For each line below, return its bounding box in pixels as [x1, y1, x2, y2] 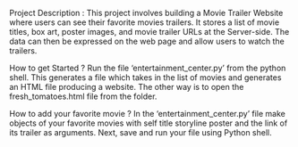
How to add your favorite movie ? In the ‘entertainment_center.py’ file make [9, 109, 286, 118]
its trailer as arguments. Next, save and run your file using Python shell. [9, 127, 272, 137]
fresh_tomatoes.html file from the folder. [9, 91, 158, 102]
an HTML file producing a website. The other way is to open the [9, 82, 244, 92]
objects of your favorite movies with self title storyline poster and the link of [9, 118, 288, 128]
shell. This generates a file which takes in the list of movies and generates [9, 72, 282, 83]
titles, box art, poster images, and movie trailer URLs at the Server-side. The [9, 27, 290, 37]
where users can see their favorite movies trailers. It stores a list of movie [9, 17, 280, 28]
